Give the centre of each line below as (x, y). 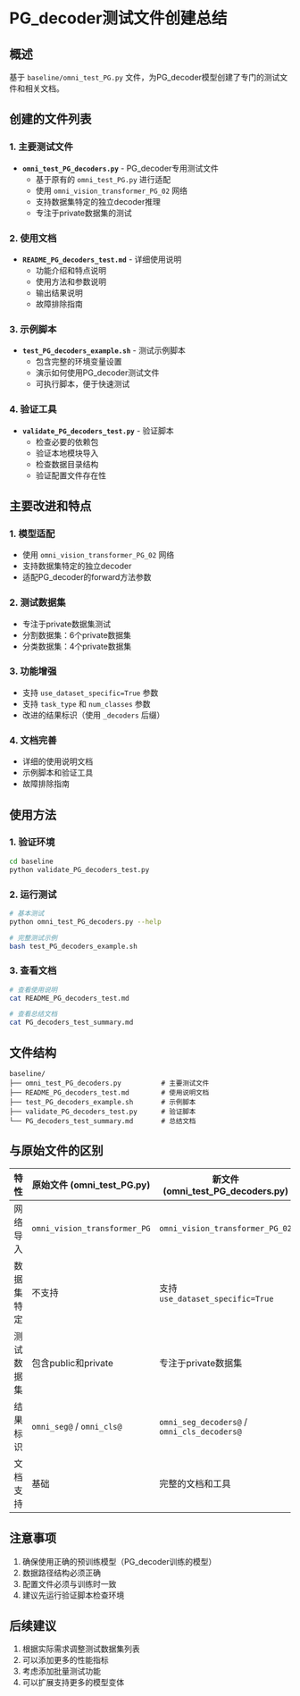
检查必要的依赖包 (67, 441)
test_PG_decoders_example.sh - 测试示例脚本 (104, 350)
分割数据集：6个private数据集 (77, 634)
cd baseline (31, 861)
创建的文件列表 (50, 119)
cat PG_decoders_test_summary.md (71, 1023)
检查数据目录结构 (67, 464)
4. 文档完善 (33, 740)
